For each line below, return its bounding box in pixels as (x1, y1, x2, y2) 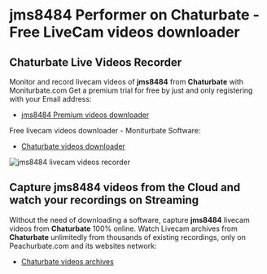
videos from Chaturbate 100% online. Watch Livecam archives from (9, 224, 239, 233)
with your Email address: (9, 94, 92, 103)
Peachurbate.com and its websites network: (9, 241, 157, 250)
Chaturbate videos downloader (20, 141, 125, 151)
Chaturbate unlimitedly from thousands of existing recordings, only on (9, 232, 247, 241)
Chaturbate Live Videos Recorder (9, 55, 182, 69)
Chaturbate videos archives (20, 256, 115, 266)
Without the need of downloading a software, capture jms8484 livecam (9, 215, 251, 224)
